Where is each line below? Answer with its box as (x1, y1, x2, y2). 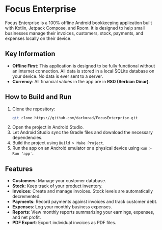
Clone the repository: (12, 106, 55, 112)
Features (5, 164, 33, 173)
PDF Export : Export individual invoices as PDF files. (12, 220, 116, 226)
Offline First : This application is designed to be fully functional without (12, 63, 155, 68)
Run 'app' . (12, 150, 34, 156)
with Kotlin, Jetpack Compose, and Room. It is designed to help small (5, 25, 145, 31)
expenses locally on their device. (5, 35, 72, 41)
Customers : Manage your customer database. (12, 178, 107, 184)
